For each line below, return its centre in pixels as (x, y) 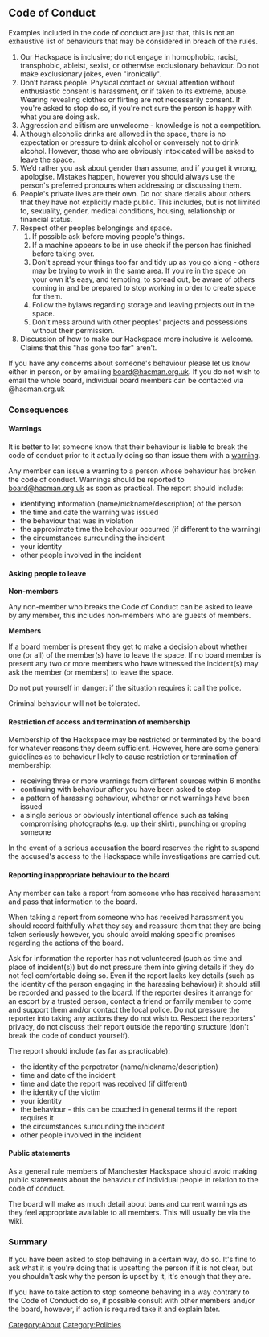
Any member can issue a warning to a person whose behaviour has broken (132, 471)
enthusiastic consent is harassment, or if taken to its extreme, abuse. (134, 91)
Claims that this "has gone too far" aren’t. (88, 347)
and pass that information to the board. (73, 902)
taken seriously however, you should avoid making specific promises (122, 934)
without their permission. (73, 330)
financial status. (46, 219)
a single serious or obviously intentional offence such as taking (124, 815)
